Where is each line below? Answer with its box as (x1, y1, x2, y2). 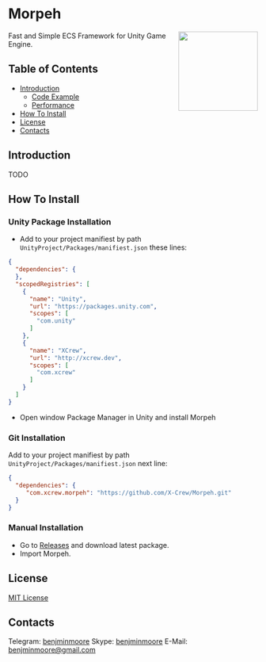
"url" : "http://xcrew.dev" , (28, 354, 123, 362)
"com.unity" (36, 317, 77, 325)
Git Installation (8, 432, 66, 443)
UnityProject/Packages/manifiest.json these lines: (19, 243, 188, 252)
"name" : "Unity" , (28, 295, 87, 303)
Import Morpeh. (19, 549, 71, 558)
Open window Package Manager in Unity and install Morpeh (19, 412, 216, 422)
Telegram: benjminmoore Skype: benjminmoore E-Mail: (8, 637, 188, 646)
